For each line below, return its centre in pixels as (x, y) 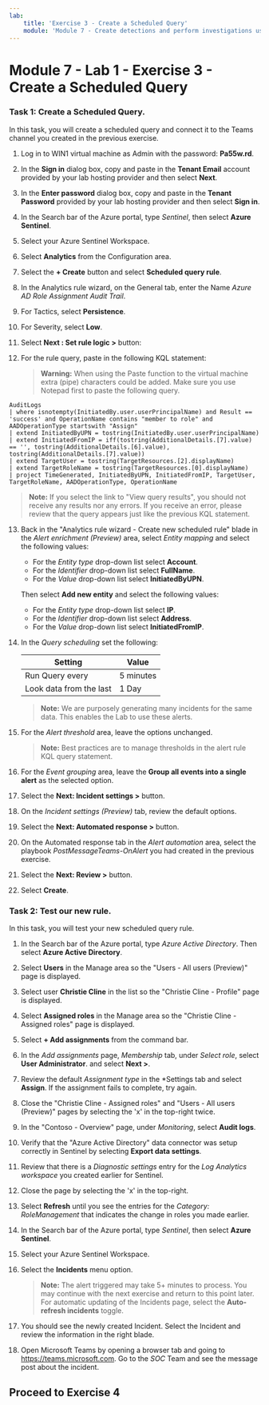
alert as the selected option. (67, 780)
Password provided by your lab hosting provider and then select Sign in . (140, 202)
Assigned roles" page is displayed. (77, 1024)
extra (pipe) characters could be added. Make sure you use (138, 381)
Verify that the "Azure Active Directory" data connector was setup (129, 1143)
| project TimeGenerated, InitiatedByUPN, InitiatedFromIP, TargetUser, (133, 475)
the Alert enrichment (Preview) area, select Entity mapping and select (135, 537)
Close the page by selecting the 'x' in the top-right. (105, 1191)
